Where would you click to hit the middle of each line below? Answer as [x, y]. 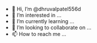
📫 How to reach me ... [39, 34]
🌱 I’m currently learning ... [43, 21]
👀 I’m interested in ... [36, 15]
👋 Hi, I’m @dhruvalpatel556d [46, 9]
